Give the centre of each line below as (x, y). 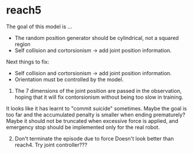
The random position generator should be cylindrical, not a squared (97, 38)
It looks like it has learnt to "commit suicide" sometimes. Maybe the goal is (97, 108)
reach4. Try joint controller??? (51, 145)
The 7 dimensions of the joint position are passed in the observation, (98, 91)
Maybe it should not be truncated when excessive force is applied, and (92, 120)
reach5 (24, 10)
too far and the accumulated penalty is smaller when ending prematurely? (96, 115)
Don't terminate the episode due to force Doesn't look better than (94, 138)
